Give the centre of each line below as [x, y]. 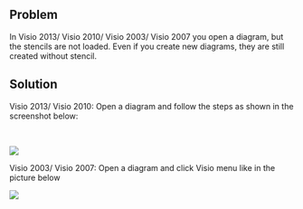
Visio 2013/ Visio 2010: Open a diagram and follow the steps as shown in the [151, 106]
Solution [33, 85]
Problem [34, 15]
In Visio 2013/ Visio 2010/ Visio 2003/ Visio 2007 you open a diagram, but [147, 36]
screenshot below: [44, 116]
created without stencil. [53, 56]
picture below [35, 177]
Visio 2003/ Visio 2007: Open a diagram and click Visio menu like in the [142, 167]
